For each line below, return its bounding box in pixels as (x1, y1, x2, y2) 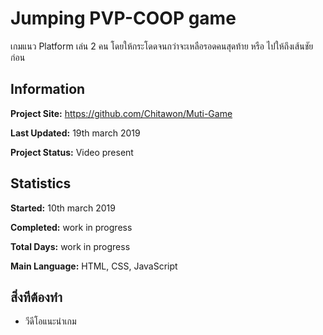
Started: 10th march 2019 (10, 202, 116, 214)
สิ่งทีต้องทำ (10, 288, 63, 306)
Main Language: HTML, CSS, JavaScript (10, 260, 178, 272)
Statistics (10, 175, 72, 192)
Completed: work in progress (10, 221, 133, 233)
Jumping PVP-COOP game (10, 7, 237, 30)
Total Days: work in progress (10, 240, 131, 252)
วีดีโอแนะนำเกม (24, 315, 77, 327)
